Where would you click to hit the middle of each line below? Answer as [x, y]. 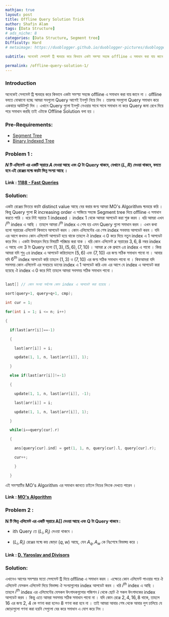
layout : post [19, 15]
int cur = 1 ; [19, 303]
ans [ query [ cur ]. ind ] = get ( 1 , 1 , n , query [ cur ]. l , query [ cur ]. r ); [85, 448]
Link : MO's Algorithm [28, 497]
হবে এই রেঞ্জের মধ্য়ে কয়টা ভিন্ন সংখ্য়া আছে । [36, 171]
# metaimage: [19, 47]
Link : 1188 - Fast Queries [32, 182]
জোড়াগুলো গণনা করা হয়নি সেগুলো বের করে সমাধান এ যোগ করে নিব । [55, 609]
